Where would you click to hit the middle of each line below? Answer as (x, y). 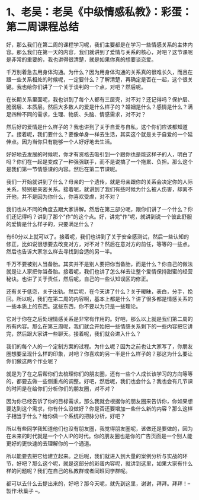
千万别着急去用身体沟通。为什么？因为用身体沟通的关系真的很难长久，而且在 (99, 72)
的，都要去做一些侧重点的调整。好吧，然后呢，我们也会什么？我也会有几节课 (99, 381)
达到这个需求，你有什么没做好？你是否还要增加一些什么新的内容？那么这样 (102, 408)
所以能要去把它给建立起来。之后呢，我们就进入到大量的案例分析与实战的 (94, 456)
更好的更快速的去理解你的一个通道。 (50, 443)
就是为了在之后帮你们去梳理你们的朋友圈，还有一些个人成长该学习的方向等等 (99, 374)
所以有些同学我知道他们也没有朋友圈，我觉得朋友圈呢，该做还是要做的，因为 (99, 428)
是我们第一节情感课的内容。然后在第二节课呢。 (63, 169)
